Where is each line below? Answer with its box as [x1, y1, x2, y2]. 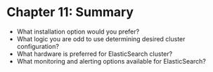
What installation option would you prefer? [16, 27, 140, 36]
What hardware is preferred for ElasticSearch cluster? [16, 50, 173, 58]
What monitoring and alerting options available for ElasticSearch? [16, 57, 207, 65]
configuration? [16, 42, 59, 50]
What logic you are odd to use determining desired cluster [16, 34, 186, 43]
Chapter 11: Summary [6, 4, 134, 20]
